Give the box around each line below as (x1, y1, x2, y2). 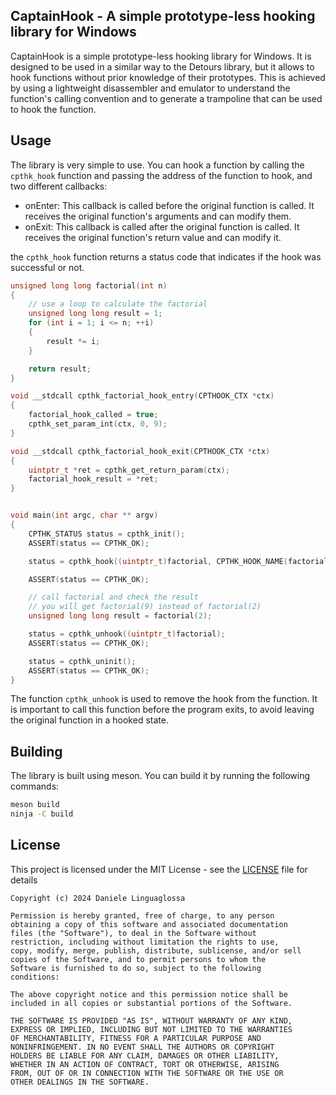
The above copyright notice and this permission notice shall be (10, 989, 288, 999)
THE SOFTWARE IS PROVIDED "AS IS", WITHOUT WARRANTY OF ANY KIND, (10, 1015, 293, 1026)
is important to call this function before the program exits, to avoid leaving (10, 704, 315, 716)
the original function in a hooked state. (10, 714, 169, 726)
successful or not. (10, 261, 85, 273)
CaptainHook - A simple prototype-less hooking (10, 8, 316, 25)
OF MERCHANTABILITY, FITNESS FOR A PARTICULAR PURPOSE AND (10, 1033, 262, 1043)
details (10, 874, 38, 886)
